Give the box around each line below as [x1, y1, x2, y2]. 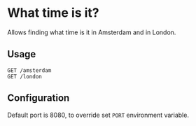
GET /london [7, 73, 42, 80]
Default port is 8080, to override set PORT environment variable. [7, 111, 189, 119]
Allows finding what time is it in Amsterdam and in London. [7, 28, 176, 36]
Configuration [7, 92, 70, 104]
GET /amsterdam [7, 66, 52, 74]
